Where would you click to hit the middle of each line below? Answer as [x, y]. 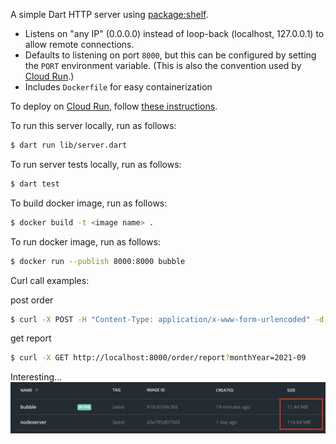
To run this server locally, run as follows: [93, 125]
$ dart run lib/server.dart [69, 145]
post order [32, 300]
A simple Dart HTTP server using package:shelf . [109, 14]
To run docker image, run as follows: [85, 241]
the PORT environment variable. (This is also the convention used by [163, 65]
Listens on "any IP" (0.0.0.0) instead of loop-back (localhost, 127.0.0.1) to [174, 33]
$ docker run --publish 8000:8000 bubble [98, 261]
